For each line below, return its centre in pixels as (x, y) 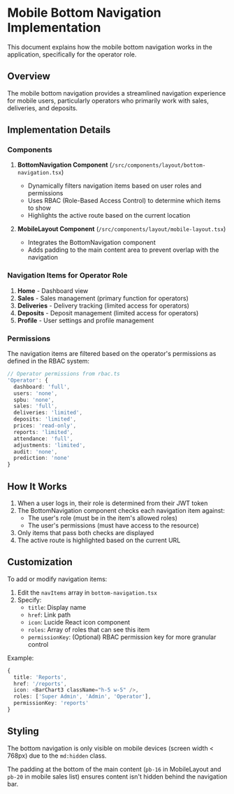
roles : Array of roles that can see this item (89, 629)
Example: (21, 658)
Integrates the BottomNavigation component (92, 243)
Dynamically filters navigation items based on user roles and (115, 186)
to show (39, 208)
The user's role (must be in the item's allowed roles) (103, 518)
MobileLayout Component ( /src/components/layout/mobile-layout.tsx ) (122, 229)
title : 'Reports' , (41, 677)
